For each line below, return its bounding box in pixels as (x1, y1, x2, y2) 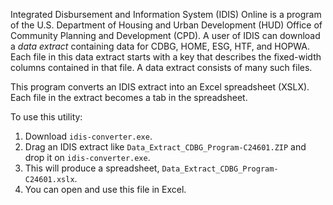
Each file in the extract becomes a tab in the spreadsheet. (10, 92, 248, 103)
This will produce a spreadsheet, (24, 162, 160, 174)
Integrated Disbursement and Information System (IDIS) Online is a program (10, 9, 322, 20)
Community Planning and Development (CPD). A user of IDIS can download (10, 30, 321, 41)
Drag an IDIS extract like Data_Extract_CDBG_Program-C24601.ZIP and (24, 141, 307, 153)
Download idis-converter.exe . (24, 130, 153, 142)
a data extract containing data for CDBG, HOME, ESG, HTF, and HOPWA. (10, 40, 311, 52)
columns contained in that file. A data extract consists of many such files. (10, 62, 313, 73)
